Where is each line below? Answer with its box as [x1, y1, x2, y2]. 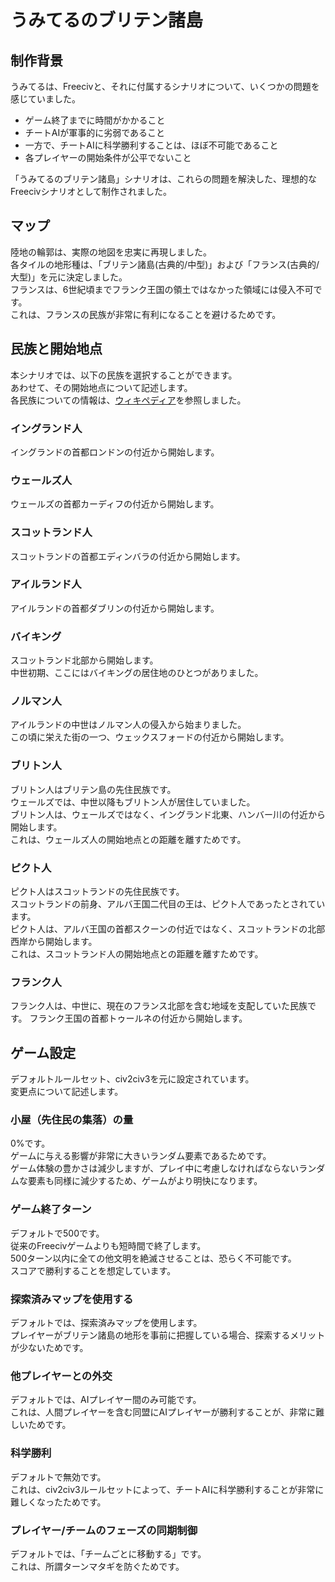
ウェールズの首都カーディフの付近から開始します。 [10, 498, 220, 510]
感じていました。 [10, 93, 81, 105]
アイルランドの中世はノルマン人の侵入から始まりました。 [10, 719, 247, 731]
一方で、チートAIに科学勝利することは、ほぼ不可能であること [24, 139, 279, 151]
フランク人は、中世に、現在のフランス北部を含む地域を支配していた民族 [10, 1000, 308, 1012]
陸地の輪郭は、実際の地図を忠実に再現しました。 [10, 246, 212, 258]
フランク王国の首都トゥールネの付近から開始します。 [29, 1012, 248, 1025]
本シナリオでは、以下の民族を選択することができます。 [10, 369, 238, 381]
